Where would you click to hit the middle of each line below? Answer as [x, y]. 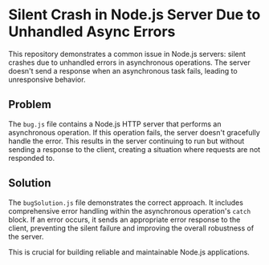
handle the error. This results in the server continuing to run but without [126, 141]
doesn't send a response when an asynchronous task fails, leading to [123, 70]
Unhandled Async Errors [92, 32]
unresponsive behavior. [47, 79]
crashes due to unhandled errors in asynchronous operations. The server [130, 62]
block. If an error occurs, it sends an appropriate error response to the [124, 219]
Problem [30, 104]
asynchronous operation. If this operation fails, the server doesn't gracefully [134, 132]
